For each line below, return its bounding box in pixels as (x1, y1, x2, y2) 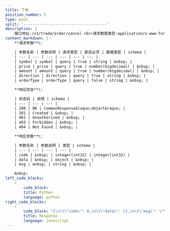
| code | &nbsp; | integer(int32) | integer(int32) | (14, 152, 130, 157)
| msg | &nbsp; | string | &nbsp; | (14, 162, 92, 167)
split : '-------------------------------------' (5, 21, 110, 27)
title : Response (23, 214, 58, 219)
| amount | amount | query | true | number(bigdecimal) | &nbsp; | (14, 69, 159, 74)
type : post (5, 17, 28, 22)
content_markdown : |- (5, 36, 51, 41)
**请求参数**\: (14, 41, 44, 46)
